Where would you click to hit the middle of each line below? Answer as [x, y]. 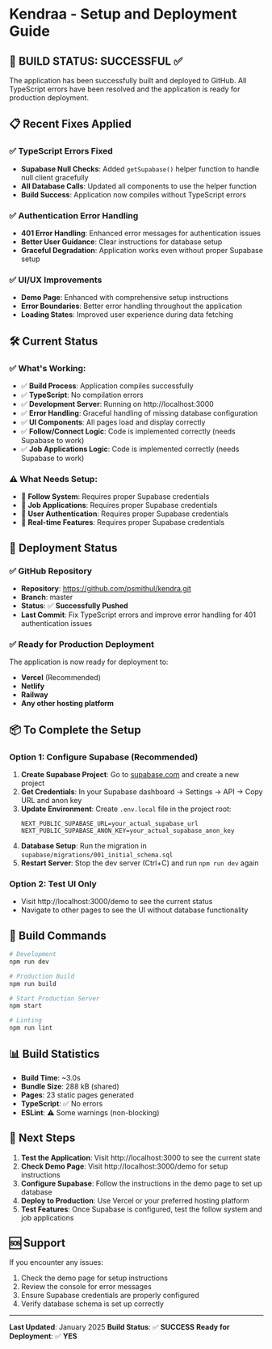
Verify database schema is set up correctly [92, 1304]
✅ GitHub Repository [50, 571]
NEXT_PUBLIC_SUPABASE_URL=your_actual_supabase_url [109, 823]
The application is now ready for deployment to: [89, 662]
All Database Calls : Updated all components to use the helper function [139, 186]
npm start [26, 1006]
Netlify [33, 686]
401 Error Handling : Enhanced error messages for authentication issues [141, 233]
